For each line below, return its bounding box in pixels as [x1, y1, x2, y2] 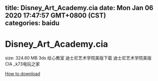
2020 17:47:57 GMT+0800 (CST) [5, 12, 106, 20]
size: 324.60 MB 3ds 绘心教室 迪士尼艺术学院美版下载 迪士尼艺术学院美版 [5, 55, 152, 61]
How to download [5, 71, 40, 77]
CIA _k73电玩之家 [5, 61, 40, 67]
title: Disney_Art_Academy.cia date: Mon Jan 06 [5, 4, 154, 12]
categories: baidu [5, 19, 60, 27]
